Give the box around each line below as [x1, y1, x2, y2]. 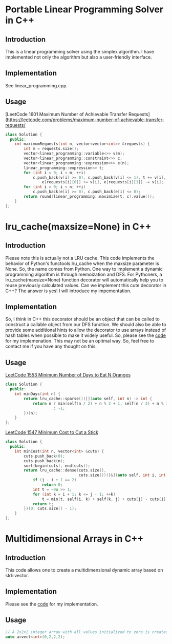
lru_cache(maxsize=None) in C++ [5, 221, 152, 232]
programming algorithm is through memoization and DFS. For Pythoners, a [5, 271, 162, 277]
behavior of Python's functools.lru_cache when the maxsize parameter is [5, 260, 160, 267]
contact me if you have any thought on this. [5, 343, 97, 350]
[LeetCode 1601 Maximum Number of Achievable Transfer [5, 111, 128, 117]
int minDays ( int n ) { [14, 391, 60, 396]
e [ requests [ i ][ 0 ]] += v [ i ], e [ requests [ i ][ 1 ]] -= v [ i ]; [41, 180, 164, 185]
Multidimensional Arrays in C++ [5, 533, 144, 545]
